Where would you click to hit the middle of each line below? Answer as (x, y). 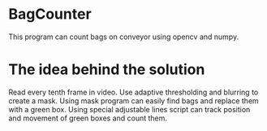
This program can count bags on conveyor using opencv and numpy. (124, 37)
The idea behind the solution (107, 70)
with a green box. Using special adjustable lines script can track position (129, 109)
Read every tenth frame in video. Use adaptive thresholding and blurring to (133, 92)
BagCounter (50, 14)
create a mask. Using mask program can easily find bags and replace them (134, 100)
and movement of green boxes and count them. (88, 118)
